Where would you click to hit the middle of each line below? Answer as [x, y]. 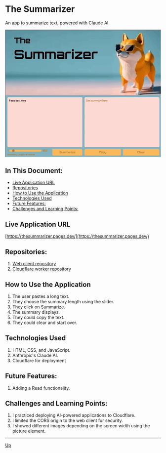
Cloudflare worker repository [42, 269]
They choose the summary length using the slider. [63, 301]
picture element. [29, 431]
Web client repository [34, 264]
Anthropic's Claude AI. [35, 355]
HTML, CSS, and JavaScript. [41, 350]
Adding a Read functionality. [41, 388]
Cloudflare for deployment [39, 360]
